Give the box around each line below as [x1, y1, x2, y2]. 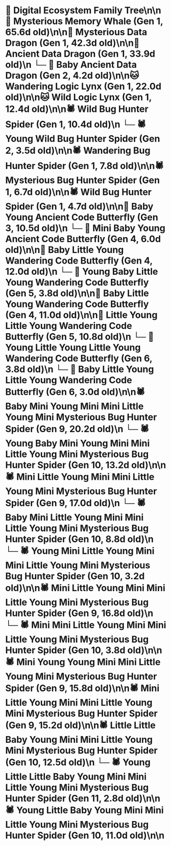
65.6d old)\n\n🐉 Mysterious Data [5, 27, 148, 38]
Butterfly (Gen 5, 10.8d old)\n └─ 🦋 [5, 331, 154, 343]
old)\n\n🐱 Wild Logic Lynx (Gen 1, [5, 91, 152, 103]
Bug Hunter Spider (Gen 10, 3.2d [5, 571, 145, 582]
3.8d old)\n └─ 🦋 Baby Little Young [5, 364, 154, 375]
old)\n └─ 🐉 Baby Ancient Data [5, 59, 137, 70]
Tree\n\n [124, 5, 162, 16]
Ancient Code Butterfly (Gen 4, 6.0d [5, 233, 161, 245]
